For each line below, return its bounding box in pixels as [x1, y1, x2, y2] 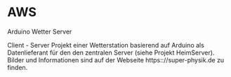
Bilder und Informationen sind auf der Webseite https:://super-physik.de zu [7, 55, 225, 64]
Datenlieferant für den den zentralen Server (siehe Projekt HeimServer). [7, 48, 215, 57]
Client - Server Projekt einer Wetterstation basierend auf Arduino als [7, 41, 205, 49]
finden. [7, 63, 28, 71]
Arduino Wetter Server [7, 27, 72, 36]
